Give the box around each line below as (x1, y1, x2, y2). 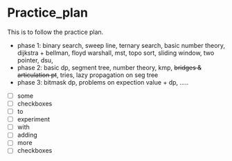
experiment (17, 115, 51, 124)
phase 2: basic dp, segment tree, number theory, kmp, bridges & (17, 63, 202, 71)
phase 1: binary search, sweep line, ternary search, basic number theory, (17, 41, 226, 49)
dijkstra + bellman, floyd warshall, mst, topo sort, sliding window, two (17, 49, 215, 57)
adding (17, 130, 38, 139)
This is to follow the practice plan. (7, 28, 104, 36)
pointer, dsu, (17, 56, 53, 64)
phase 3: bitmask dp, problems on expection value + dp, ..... (17, 78, 189, 86)
